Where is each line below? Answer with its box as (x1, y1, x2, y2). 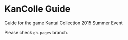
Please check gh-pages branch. (4, 29, 68, 35)
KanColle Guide (4, 3, 71, 15)
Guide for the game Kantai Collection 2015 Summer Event (4, 20, 123, 26)
